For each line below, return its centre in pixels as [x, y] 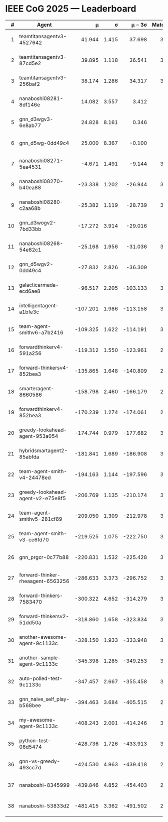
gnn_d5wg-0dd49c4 [44, 143]
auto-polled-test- [41, 678]
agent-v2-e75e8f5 [42, 498]
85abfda [29, 456]
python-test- [35, 740]
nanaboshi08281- [41, 98]
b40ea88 [30, 187]
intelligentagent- [39, 305]
